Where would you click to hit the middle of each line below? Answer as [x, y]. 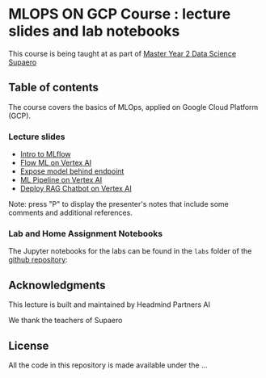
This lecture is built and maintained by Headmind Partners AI [109, 304]
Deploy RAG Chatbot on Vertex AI [76, 189]
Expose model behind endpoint [72, 171]
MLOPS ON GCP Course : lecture [120, 14]
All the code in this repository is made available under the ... [108, 365]
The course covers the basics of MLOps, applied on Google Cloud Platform [133, 107]
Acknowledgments [57, 285]
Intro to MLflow [45, 154]
